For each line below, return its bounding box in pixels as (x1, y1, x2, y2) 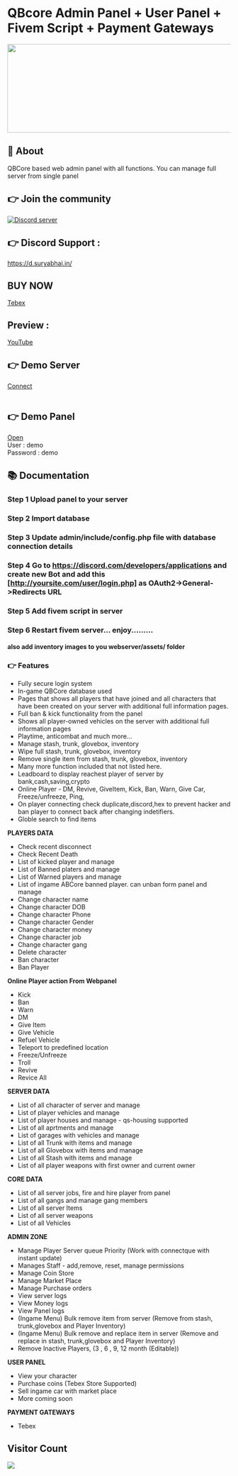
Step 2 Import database (7, 513, 90, 523)
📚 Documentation (7, 470, 90, 482)
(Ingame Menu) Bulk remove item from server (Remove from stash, (17, 1314, 213, 1323)
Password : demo (7, 448, 59, 457)
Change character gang (17, 940, 87, 949)
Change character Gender (17, 918, 94, 926)
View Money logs (17, 1299, 69, 1308)
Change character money (17, 926, 92, 934)
